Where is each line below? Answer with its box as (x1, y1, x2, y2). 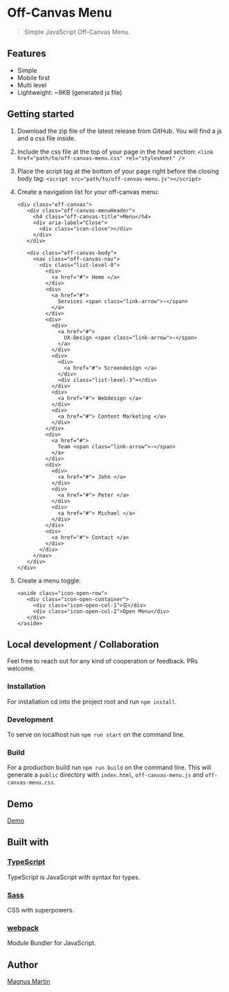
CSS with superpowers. (7, 906, 75, 915)
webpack (7, 923, 39, 933)
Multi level (17, 81, 47, 89)
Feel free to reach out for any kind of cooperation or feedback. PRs (7, 657, 199, 665)
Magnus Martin (7, 977, 51, 986)
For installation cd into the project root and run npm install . (7, 697, 177, 706)
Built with (7, 836, 49, 848)
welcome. (7, 664, 35, 672)
